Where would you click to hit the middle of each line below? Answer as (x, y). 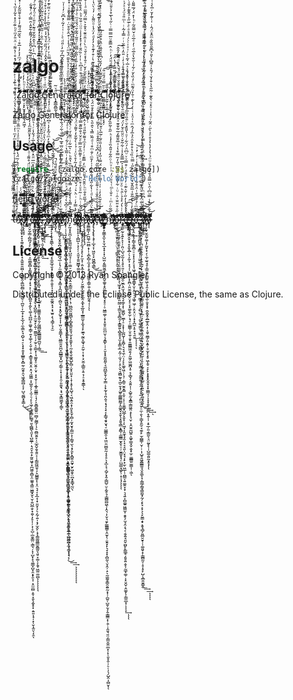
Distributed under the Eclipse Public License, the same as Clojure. (148, 294)
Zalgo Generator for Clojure (69, 114)
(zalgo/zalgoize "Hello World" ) (79, 178)
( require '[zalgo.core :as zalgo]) (86, 169)
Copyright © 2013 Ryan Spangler (80, 275)
